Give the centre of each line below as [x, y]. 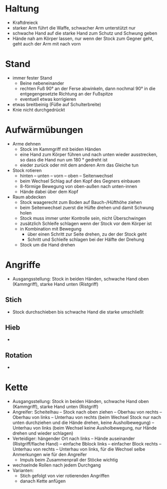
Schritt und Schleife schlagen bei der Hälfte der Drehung [86, 239]
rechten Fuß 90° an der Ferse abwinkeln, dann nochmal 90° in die [88, 88]
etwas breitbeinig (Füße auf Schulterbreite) [57, 104]
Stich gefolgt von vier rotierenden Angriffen [65, 476]
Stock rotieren [27, 170]
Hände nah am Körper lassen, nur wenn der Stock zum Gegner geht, [83, 38]
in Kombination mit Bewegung [50, 228]
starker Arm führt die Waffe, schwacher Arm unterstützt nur [74, 27]
